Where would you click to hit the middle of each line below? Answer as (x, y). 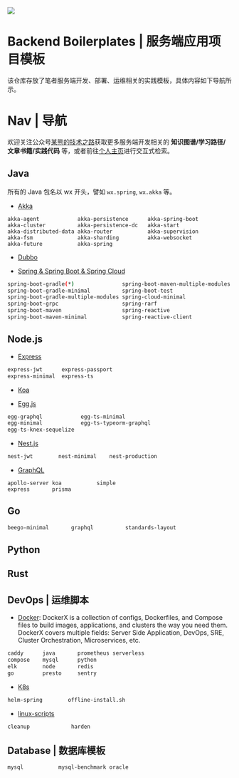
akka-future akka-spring (60, 244)
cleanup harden (49, 727)
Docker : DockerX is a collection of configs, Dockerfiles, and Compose (120, 618)
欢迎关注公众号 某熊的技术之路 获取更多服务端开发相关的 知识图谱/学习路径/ (117, 142)
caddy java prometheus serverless (76, 653)
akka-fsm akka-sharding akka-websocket (100, 238)
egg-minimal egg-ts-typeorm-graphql (79, 423)
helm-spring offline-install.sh (67, 700)
